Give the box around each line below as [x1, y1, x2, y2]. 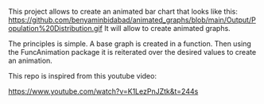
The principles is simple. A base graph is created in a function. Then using [8, 39, 252, 48]
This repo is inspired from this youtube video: [8, 71, 157, 80]
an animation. [8, 56, 53, 65]
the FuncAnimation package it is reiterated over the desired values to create [8, 48, 257, 56]
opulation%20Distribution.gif [8, 24, 103, 33]
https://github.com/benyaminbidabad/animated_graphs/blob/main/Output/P [8, 15, 256, 25]
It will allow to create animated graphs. [104, 24, 231, 33]
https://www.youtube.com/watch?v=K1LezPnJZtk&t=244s [8, 87, 199, 96]
